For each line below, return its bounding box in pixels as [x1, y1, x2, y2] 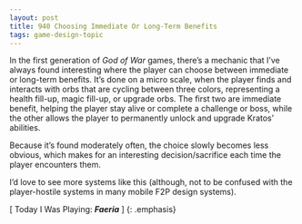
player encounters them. [9, 160, 102, 170]
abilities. [9, 122, 41, 133]
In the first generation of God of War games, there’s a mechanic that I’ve [9, 55, 280, 66]
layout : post [9, 13, 59, 23]
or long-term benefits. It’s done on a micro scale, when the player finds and [9, 74, 292, 85]
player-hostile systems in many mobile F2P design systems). [9, 187, 237, 198]
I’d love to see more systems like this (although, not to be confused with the [9, 177, 293, 188]
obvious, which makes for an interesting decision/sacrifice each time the [9, 150, 282, 161]
